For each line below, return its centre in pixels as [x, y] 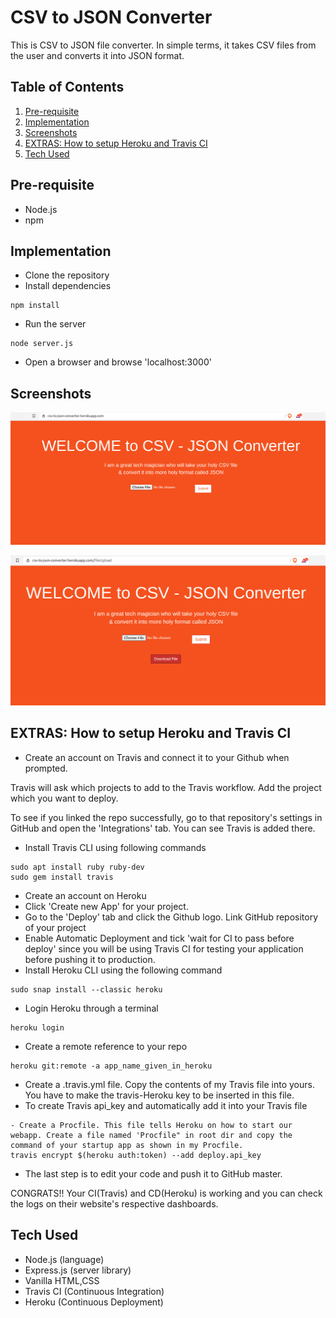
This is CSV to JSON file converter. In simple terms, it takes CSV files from [163, 45]
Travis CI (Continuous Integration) [94, 1291]
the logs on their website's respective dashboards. [114, 1203]
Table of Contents [67, 87]
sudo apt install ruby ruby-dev [77, 867]
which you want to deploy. [64, 798]
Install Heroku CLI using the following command [123, 970]
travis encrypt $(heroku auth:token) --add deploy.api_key [136, 1155]
